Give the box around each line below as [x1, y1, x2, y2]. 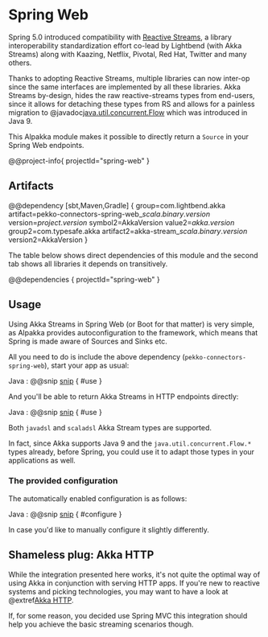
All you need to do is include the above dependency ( [8, 351, 185, 361]
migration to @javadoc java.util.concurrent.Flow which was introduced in [8, 107, 248, 117]
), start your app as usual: [43, 360, 130, 370]
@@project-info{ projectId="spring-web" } [8, 155, 150, 166]
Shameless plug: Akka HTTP [8, 549, 155, 562]
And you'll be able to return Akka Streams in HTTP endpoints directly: [8, 392, 239, 401]
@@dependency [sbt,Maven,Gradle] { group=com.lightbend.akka [8, 200, 225, 210]
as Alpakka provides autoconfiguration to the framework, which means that [8, 327, 258, 337]
